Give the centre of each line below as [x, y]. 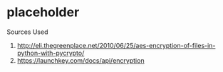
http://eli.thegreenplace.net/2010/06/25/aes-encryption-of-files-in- [116, 45]
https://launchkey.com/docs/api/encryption [81, 60]
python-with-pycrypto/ [51, 53]
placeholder [43, 12]
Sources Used [27, 32]
